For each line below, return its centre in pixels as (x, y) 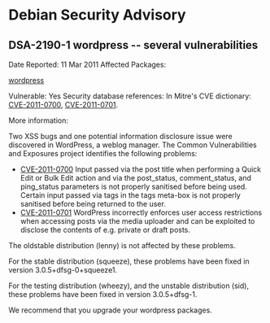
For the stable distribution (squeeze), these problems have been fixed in (129, 261)
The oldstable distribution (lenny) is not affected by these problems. (122, 245)
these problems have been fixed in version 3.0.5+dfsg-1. (103, 294)
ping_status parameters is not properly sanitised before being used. (134, 186)
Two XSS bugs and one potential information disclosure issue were (121, 136)
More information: (39, 120)
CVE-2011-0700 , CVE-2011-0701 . (63, 105)
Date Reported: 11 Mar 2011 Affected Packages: (87, 64)
